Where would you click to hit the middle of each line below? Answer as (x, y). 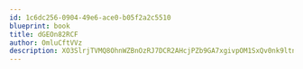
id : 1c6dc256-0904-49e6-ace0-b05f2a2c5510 (90, 17)
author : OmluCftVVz (46, 43)
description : (34, 51)
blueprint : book (40, 26)
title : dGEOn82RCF (44, 34)
